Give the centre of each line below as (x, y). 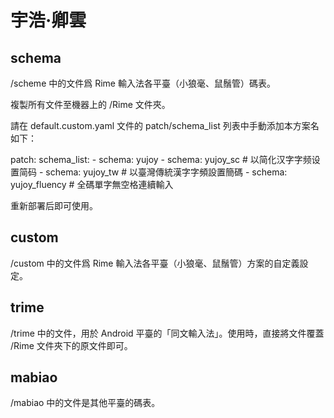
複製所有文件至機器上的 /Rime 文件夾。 (90, 104)
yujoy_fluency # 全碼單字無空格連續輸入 (92, 184)
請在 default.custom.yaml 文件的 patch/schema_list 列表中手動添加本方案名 (165, 125)
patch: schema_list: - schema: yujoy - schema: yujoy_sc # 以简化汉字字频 (161, 159)
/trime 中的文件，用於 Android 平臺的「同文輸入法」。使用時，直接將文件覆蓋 (167, 333)
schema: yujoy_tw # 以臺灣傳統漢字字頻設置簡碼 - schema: (166, 172)
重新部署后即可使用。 (54, 205)
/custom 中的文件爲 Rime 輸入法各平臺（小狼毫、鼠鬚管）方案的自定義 (155, 263)
